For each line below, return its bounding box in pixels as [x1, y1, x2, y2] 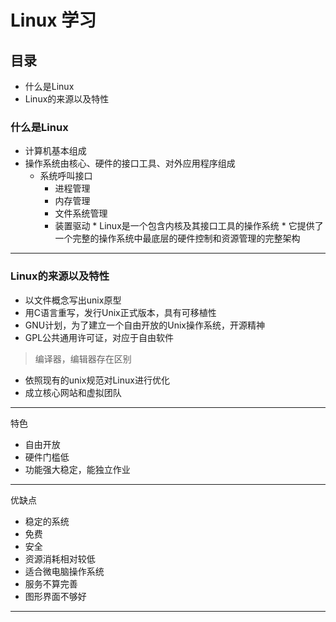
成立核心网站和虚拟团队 [24, 386, 122, 398]
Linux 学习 [10, 9, 97, 32]
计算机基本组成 [24, 145, 87, 157]
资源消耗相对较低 [24, 552, 96, 565]
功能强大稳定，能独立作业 [24, 463, 131, 475]
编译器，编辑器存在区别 [34, 352, 132, 365]
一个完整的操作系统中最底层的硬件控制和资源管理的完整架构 [54, 232, 301, 245]
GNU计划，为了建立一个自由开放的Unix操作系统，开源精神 [24, 319, 265, 331]
